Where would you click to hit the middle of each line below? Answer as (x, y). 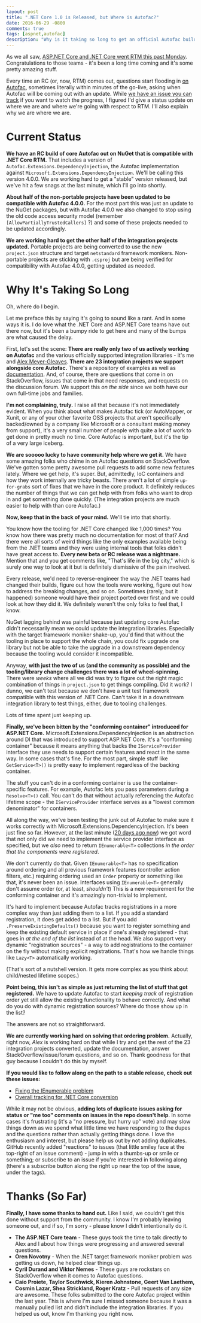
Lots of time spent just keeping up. (49, 715)
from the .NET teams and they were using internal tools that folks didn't (94, 548)
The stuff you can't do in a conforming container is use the (79, 782)
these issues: (23, 1079)
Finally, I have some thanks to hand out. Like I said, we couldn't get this (95, 1213)
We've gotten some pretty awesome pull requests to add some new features (100, 467)
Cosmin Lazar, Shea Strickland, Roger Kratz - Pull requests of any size (103, 1288)
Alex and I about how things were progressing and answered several (99, 1243)
